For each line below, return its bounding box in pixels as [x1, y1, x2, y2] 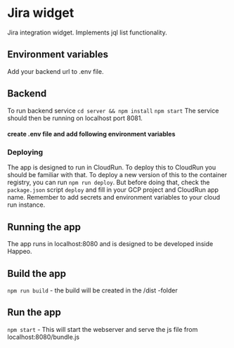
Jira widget [7, 5, 74, 21]
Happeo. [7, 247, 32, 256]
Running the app [7, 221, 81, 233]
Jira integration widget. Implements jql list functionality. [7, 28, 167, 37]
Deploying [7, 148, 44, 157]
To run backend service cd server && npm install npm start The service [7, 106, 219, 115]
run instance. [7, 200, 46, 209]
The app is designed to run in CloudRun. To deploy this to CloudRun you [7, 163, 216, 172]
